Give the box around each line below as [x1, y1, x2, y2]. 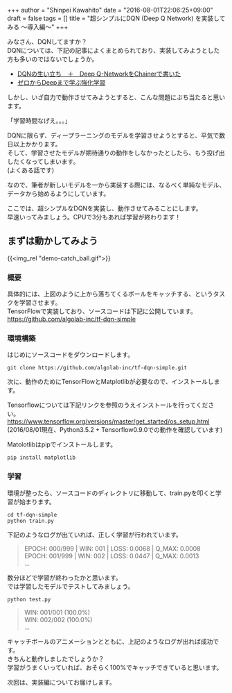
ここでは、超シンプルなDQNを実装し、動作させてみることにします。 [7, 204, 202, 212]
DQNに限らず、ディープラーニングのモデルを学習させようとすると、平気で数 [7, 131, 226, 140]
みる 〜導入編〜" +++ [7, 23, 69, 31]
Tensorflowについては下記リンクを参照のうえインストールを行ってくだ [7, 401, 208, 409]
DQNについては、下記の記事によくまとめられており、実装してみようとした [7, 47, 220, 54]
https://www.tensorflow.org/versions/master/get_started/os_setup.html [7, 417, 210, 426]
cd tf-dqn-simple [7, 511, 57, 518]
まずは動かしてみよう [7, 235, 98, 247]
